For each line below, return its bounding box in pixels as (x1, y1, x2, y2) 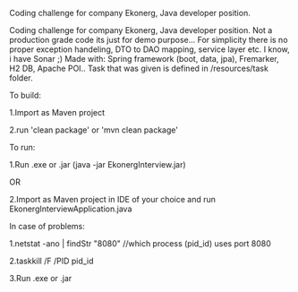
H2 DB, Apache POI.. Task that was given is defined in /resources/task (9, 63, 268, 73)
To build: (9, 90, 42, 100)
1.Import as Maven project (9, 107, 106, 117)
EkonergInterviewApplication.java (9, 203, 132, 214)
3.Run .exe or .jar (9, 273, 72, 283)
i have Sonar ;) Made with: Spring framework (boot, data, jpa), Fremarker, (9, 54, 279, 64)
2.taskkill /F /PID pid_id (9, 255, 94, 266)
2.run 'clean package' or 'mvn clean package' (9, 125, 179, 135)
